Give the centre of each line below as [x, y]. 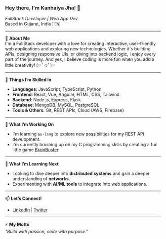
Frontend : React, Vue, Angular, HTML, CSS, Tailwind [66, 95]
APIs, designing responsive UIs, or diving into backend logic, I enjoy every [81, 54]
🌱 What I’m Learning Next [32, 164]
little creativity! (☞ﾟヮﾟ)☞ [30, 65]
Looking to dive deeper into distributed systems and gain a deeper [81, 174]
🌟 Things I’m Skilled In [28, 80]
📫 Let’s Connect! [23, 199]
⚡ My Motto [17, 225]
